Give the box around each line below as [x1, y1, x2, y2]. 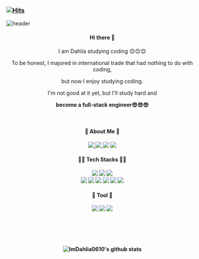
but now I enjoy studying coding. [61, 77, 144, 85]
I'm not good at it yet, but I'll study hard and [47, 89, 157, 97]
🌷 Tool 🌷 [91, 192, 113, 199]
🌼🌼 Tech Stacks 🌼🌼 [78, 156, 127, 164]
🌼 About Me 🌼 [85, 128, 120, 135]
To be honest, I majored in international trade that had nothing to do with [12, 59, 193, 66]
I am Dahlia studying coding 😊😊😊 [58, 47, 147, 55]
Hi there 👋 [89, 33, 115, 41]
